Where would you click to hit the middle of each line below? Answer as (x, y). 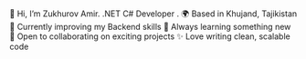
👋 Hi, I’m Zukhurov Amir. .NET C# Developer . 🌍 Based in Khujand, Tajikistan (153, 14)
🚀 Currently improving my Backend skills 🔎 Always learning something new (150, 27)
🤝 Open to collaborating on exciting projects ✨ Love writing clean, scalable (150, 36)
